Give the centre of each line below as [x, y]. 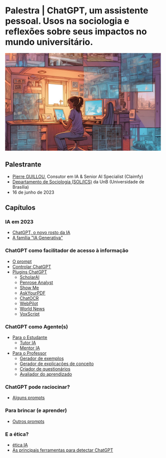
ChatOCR [29, 298]
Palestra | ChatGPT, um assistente [77, 11]
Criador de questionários [45, 369]
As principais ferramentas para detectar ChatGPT [63, 450]
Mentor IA [30, 348]
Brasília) [21, 187]
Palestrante [23, 165]
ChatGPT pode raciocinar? [38, 387]
